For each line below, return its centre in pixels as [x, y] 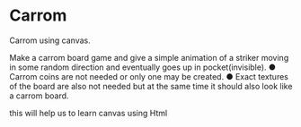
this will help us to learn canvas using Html [89, 113]
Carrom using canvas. [50, 40]
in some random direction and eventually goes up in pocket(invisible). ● [143, 67]
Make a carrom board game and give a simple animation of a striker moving [149, 57]
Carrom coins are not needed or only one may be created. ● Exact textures [149, 76]
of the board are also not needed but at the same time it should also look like [151, 86]
